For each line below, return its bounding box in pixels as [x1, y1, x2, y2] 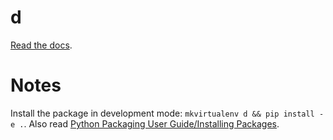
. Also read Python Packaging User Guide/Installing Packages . [23, 117, 280, 130]
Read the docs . [10, 39, 73, 51]
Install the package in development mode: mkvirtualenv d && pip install [10, 107, 315, 119]
